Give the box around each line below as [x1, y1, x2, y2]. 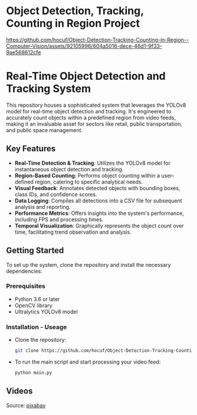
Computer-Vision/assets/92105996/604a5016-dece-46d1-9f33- [6, 43, 162, 50]
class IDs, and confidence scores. [14, 191, 97, 198]
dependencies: [6, 267, 42, 275]
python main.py [14, 370, 52, 375]
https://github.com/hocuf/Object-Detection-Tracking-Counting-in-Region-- [6, 36, 189, 43]
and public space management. [6, 126, 83, 133]
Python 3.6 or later [14, 295, 60, 302]
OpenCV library [14, 302, 53, 309]
